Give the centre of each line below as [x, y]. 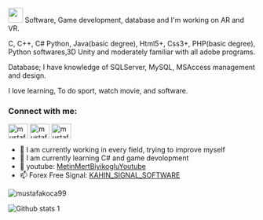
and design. [27, 75]
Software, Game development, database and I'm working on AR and [135, 20]
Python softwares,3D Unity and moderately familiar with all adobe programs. [132, 52]
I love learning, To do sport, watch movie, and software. [98, 91]
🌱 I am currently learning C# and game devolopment [104, 158]
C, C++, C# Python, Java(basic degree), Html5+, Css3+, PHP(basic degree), [132, 44]
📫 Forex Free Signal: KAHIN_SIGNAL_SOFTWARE [100, 175]
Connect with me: [43, 111]
